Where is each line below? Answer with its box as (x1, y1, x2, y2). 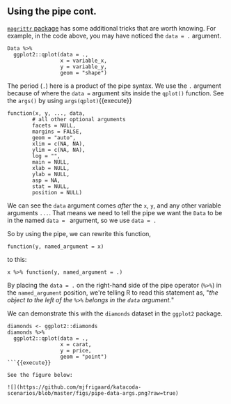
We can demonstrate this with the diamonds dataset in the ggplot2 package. (7, 309, 223, 318)
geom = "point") (60, 353, 108, 360)
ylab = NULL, (32, 171, 70, 178)
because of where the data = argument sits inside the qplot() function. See (7, 88, 225, 97)
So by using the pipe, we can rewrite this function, (7, 229, 152, 238)
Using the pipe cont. (7, 6, 97, 17)
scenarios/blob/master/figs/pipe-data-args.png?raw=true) (7, 389, 179, 396)
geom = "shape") (60, 69, 108, 76)
